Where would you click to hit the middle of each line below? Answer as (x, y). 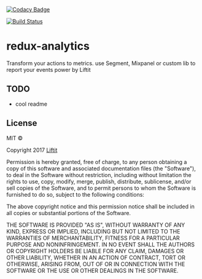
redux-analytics (48, 46)
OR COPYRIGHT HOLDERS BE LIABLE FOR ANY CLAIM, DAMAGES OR (95, 251)
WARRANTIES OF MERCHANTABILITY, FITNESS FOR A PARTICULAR (93, 238)
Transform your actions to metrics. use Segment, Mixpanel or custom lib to (101, 63)
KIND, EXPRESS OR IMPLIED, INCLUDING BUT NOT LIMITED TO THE (93, 231)
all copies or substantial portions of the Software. (68, 213)
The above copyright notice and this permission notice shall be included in (100, 206)
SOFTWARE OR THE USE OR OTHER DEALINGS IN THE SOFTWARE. (92, 270)
